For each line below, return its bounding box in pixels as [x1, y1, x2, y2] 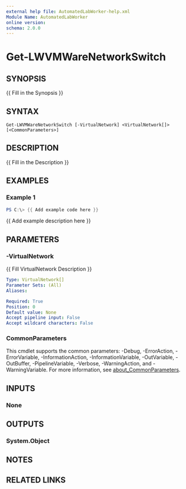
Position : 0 [6, 304, 35, 310]
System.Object [6, 437, 50, 445]
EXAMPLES [6, 176, 49, 186]
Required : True [6, 298, 44, 304]
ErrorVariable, [6, 354, 40, 361]
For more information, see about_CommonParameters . [49, 366, 181, 374]
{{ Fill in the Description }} [6, 158, 69, 165]
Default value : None [6, 310, 57, 315]
